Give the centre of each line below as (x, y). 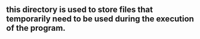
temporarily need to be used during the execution (100, 19)
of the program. (36, 28)
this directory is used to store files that (80, 10)
